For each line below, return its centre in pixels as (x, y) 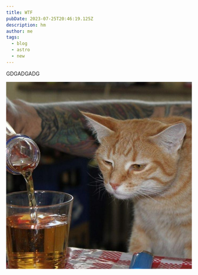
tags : (13, 37)
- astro (21, 50)
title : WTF (19, 12)
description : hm (26, 25)
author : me (19, 31)
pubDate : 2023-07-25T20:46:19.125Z (50, 19)
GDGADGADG (23, 73)
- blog (19, 44)
